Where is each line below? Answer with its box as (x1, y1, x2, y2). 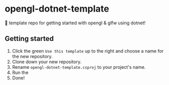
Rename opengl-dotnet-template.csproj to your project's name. (12, 64, 146, 70)
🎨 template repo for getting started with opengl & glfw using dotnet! (5, 20, 146, 26)
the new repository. (12, 53, 53, 59)
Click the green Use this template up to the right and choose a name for (12, 48, 164, 54)
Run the (12, 69, 29, 75)
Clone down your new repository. (12, 59, 82, 65)
